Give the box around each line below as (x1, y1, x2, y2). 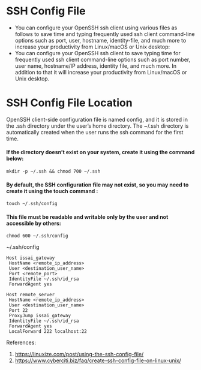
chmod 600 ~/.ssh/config (6, 233, 68, 239)
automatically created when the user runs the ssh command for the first (6, 128, 184, 136)
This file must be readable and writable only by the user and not (6, 213, 169, 220)
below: (6, 155, 24, 163)
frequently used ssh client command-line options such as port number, (14, 56, 191, 63)
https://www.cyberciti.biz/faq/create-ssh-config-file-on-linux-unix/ (14, 357, 182, 364)
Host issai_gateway (6, 255, 55, 261)
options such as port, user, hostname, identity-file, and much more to (14, 37, 187, 44)
